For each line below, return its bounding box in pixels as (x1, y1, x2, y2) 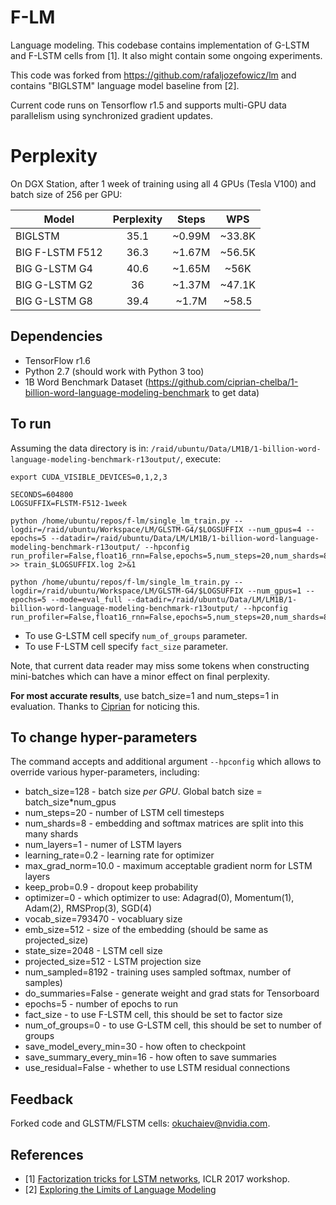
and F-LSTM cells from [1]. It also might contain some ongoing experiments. (10, 49, 323, 61)
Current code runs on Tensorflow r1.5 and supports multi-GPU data (10, 99, 287, 111)
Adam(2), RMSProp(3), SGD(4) (24, 902, 153, 915)
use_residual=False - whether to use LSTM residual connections (24, 1062, 291, 1074)
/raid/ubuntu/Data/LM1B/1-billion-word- (150, 444, 322, 454)
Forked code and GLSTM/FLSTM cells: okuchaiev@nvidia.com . (10, 1117, 271, 1130)
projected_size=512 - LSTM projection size (24, 956, 202, 968)
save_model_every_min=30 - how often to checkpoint (24, 1041, 247, 1053)
